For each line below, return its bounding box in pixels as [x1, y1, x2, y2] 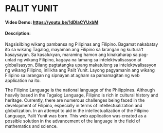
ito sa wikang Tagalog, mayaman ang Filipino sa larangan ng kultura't [5, 46, 144, 52]
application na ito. [5, 77, 41, 83]
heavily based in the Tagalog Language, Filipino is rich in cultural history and [5, 92, 159, 98]
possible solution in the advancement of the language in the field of [5, 118, 140, 124]
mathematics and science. [5, 123, 58, 129]
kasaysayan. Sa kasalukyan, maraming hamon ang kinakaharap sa [5, 52, 138, 57]
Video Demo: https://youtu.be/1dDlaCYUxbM [5, 19, 99, 25]
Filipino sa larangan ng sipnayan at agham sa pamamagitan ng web [5, 72, 140, 78]
